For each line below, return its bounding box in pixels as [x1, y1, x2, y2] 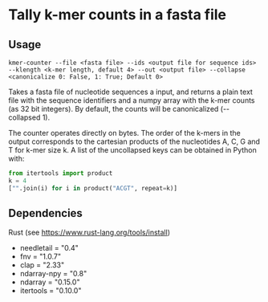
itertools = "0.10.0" [19, 286, 82, 296]
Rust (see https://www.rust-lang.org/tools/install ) [8, 227, 171, 238]
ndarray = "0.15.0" [19, 277, 80, 287]
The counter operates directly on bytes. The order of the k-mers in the [8, 129, 241, 137]
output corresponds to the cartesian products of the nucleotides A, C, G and [8, 137, 261, 146]
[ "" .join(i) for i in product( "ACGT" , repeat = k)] [8, 184, 178, 192]
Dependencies [8, 206, 83, 220]
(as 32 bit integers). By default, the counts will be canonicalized [8, 104, 219, 113]
